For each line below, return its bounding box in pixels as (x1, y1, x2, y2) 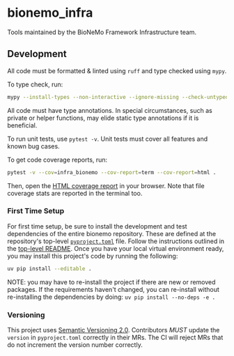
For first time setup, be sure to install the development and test (7, 222, 187, 231)
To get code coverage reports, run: (7, 155, 108, 164)
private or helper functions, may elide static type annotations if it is (7, 114, 199, 122)
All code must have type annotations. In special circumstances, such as (7, 106, 212, 114)
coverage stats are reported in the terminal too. (7, 189, 143, 197)
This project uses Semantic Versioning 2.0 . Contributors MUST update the (7, 325, 220, 334)
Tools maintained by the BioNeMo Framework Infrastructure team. (7, 28, 197, 36)
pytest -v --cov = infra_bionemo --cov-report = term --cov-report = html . (7, 169, 217, 176)
